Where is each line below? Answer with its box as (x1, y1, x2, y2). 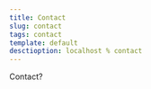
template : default (9, 38, 78, 48)
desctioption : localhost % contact (9, 47, 143, 56)
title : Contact (9, 13, 67, 22)
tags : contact (9, 30, 63, 39)
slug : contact (9, 22, 63, 31)
